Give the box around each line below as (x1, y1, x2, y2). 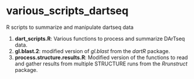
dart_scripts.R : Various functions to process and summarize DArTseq (14, 35, 185, 42)
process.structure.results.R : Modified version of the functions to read (14, 54, 188, 61)
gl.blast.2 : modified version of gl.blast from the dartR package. (14, 47, 170, 54)
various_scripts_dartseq (6, 4, 129, 18)
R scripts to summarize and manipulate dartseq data (6, 24, 134, 31)
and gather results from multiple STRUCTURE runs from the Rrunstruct (14, 60, 188, 67)
